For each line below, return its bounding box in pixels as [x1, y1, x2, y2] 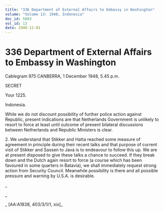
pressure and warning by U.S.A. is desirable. [5, 173, 95, 179]
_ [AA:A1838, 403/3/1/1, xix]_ [5, 202, 63, 208]
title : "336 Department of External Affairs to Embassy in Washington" [5, 7, 155, 12]
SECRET [5, 83, 22, 89]
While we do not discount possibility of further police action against [5, 111, 142, 117]
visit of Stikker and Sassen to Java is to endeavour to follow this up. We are [5, 147, 157, 153]
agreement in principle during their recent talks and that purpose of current [5, 142, 157, 148]
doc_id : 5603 [5, 16, 32, 21]
